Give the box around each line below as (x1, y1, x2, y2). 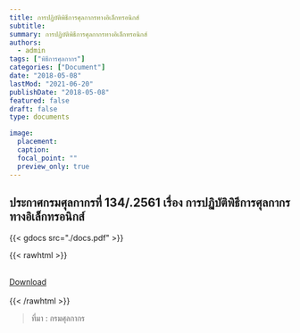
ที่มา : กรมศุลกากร (30, 313, 86, 324)
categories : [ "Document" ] (9, 63, 105, 72)
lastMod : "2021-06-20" (9, 79, 94, 88)
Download (9, 277, 47, 287)
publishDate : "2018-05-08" (9, 87, 110, 96)
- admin (17, 46, 46, 55)
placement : (17, 137, 58, 146)
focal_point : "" (17, 154, 78, 162)
